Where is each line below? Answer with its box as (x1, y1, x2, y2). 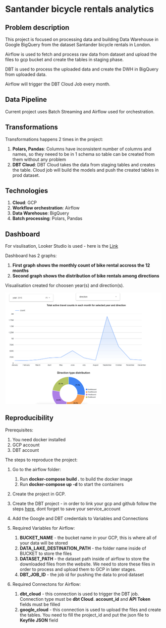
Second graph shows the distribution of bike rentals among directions (12, 273, 160, 279)
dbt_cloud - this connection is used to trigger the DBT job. (19, 591, 139, 597)
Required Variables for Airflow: (12, 525, 75, 531)
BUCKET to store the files (19, 550, 72, 557)
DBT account (12, 447, 39, 453)
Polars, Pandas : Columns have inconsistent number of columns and (12, 145, 152, 152)
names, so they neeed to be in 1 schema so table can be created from (12, 151, 155, 157)
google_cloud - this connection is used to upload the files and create (19, 607, 161, 613)
